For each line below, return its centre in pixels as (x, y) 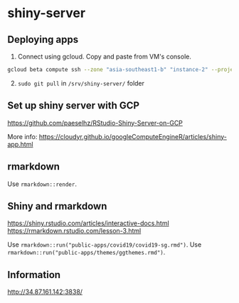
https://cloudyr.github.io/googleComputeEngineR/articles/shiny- (133, 136)
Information (34, 275)
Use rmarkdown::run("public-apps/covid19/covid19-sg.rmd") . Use (105, 245)
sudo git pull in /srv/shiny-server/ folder (81, 83)
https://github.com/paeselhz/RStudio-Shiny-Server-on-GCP (95, 123)
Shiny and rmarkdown (57, 206)
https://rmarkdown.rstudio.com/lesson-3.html (74, 231)
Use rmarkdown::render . (42, 184)
